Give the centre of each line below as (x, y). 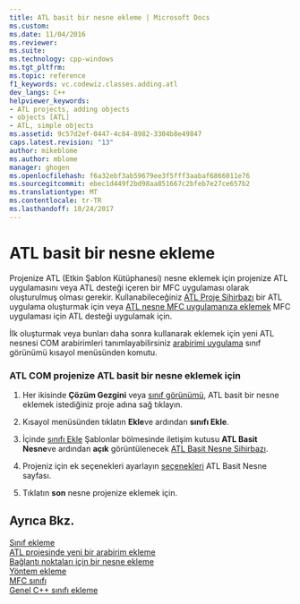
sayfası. (37, 475)
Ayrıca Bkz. (42, 521)
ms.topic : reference (48, 76)
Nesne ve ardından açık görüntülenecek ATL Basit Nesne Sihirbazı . (145, 448)
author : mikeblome (43, 150)
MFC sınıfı (28, 580)
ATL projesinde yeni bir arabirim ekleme (82, 552)
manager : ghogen (39, 167)
